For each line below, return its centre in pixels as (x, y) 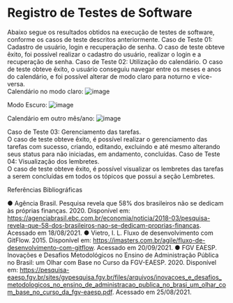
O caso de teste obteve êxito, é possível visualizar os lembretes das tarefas (115, 169)
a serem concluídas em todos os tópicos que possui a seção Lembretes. (111, 176)
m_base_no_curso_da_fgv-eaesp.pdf (60, 292)
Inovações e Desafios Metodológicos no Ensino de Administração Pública (113, 255)
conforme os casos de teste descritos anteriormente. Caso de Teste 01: (110, 39)
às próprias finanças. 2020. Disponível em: (69, 210)
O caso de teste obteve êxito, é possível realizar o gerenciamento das (107, 139)
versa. (16, 84)
